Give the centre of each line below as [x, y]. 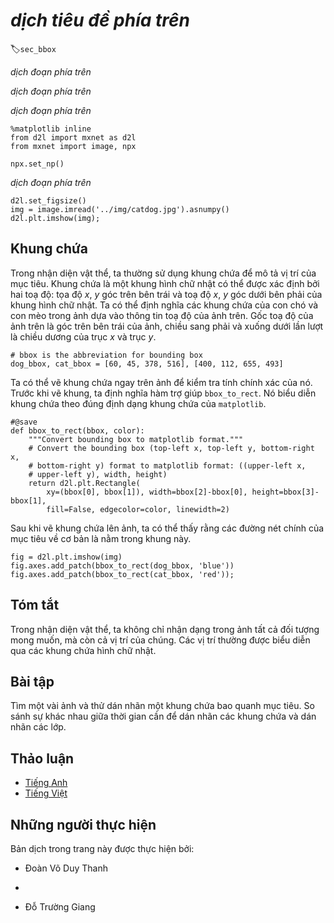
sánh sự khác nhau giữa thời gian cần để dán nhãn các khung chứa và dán [163, 716]
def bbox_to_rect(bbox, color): [77, 430]
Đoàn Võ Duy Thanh [66, 868]
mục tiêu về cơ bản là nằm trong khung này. [101, 538]
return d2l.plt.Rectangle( [84, 483]
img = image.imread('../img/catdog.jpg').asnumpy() [120, 209]
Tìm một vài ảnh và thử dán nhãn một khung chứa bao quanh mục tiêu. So [162, 706]
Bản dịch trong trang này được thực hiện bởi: [102, 848]
